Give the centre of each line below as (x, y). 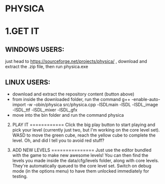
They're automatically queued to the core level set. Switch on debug (82, 166)
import (19, 105)
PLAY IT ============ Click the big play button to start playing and (84, 125)
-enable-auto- (146, 99)
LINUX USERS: (28, 82)
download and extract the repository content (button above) (73, 94)
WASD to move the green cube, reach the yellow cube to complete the (84, 135)
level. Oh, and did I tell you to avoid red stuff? (58, 140)
